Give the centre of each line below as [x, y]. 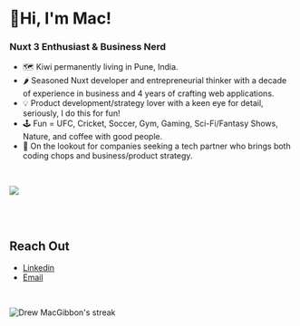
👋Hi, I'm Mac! [60, 19]
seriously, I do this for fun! [71, 113]
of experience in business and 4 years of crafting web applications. [148, 93]
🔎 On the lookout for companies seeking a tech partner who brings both [157, 146]
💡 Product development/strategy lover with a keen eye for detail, [143, 103]
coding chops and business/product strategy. [107, 156]
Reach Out [39, 246]
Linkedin [39, 268]
